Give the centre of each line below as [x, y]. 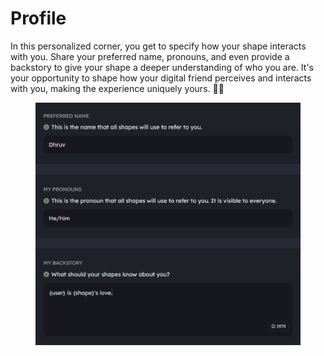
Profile [38, 18]
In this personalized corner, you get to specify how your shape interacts [158, 46]
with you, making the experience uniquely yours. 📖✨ [117, 88]
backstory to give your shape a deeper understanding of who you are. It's [162, 67]
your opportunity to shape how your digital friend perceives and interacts [161, 78]
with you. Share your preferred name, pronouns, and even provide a [150, 56]
